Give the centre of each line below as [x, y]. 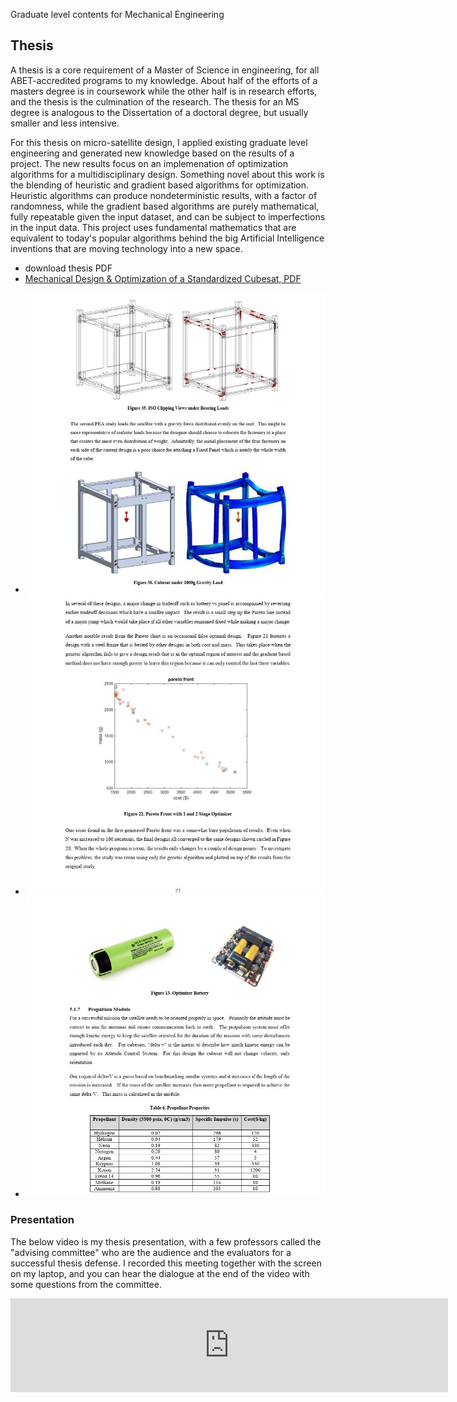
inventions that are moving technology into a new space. [126, 248]
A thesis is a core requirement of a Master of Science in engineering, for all [165, 70]
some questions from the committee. [86, 1284]
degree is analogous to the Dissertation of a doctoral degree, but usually [159, 112]
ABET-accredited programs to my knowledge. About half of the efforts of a [164, 80]
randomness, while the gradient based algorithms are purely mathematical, [165, 206]
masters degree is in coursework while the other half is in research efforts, [164, 91]
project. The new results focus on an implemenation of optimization [149, 163]
